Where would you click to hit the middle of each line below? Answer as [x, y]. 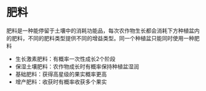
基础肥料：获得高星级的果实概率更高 [61, 74]
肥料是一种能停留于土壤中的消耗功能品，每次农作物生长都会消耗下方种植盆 [100, 31]
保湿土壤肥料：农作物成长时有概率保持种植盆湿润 [77, 66]
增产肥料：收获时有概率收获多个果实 [61, 82]
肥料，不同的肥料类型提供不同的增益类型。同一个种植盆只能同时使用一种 [103, 38]
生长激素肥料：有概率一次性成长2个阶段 [65, 59]
